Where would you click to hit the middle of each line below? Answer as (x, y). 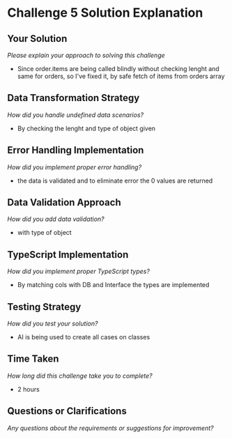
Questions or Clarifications (67, 411)
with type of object (44, 233)
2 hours (28, 389)
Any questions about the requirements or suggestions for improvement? (110, 428)
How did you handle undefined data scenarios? (76, 115)
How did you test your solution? (53, 324)
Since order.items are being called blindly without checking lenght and (118, 69)
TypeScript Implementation (68, 255)
